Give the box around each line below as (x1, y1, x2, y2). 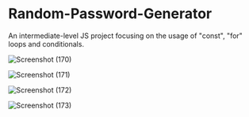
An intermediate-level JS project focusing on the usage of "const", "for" (8, 31, 243, 40)
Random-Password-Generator (8, 5, 213, 23)
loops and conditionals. (8, 39, 85, 48)
